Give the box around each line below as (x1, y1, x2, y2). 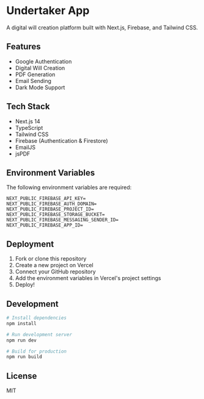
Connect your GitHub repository (15, 268, 96, 275)
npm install (6, 320, 37, 326)
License (6, 370, 37, 381)
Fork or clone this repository (15, 255, 87, 262)
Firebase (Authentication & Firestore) (15, 137, 108, 144)
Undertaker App (6, 4, 90, 18)
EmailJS (15, 143, 36, 151)
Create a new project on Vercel (15, 262, 93, 269)
